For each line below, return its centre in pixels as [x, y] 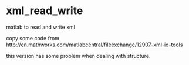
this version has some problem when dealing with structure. [78, 56]
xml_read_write [45, 11]
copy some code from [33, 38]
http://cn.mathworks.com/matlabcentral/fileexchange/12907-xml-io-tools [95, 45]
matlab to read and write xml [41, 27]
